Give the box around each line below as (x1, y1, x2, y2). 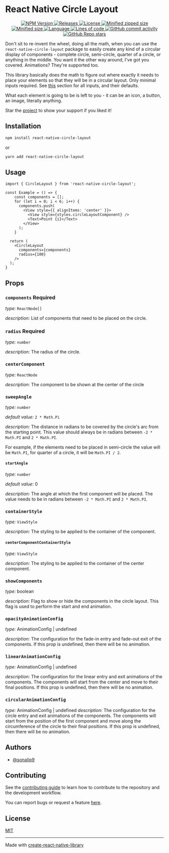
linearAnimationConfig (5, 654, 61, 660)
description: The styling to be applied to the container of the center (5, 560, 144, 566)
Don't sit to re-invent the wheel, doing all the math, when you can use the (5, 40, 157, 46)
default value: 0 (5, 481, 38, 487)
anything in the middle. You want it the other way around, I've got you (5, 56, 149, 62)
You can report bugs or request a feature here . (5, 800, 102, 806)
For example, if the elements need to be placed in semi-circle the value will (5, 444, 160, 450)
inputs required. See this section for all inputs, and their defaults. (5, 82, 139, 89)
